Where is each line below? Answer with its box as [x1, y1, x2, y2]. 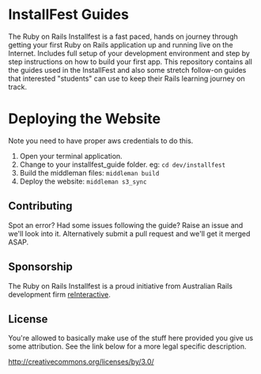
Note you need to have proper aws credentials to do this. [8, 136, 194, 145]
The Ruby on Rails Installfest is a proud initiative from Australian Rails [8, 281, 233, 290]
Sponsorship [8, 260, 73, 274]
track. [8, 81, 28, 92]
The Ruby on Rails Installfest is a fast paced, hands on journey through [8, 32, 239, 41]
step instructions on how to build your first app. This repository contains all [8, 57, 253, 66]
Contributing [8, 199, 73, 213]
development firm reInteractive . [8, 289, 111, 299]
